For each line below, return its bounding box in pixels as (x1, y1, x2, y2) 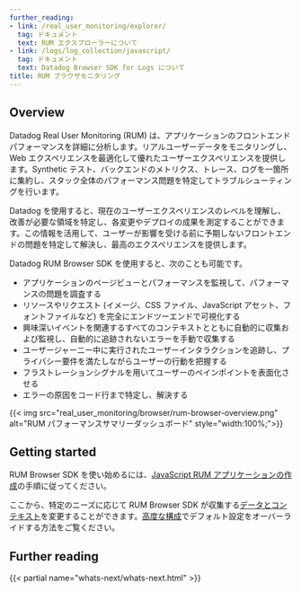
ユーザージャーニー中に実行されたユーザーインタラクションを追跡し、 (22, 344, 282, 355)
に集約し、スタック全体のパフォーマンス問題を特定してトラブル (9, 174, 245, 185)
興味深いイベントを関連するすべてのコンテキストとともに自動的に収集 (22, 322, 281, 332)
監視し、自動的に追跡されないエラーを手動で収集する (38, 333, 235, 344)
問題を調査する (46, 288, 102, 299)
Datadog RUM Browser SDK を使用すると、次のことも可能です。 (9, 258, 248, 269)
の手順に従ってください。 (17, 481, 111, 491)
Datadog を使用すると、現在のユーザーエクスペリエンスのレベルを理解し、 (9, 205, 286, 216)
